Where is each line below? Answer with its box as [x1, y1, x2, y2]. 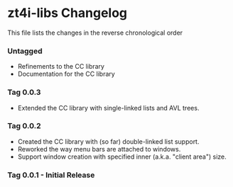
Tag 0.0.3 [7, 87, 41, 97]
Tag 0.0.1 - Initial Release [7, 170, 95, 180]
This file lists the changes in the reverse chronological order [7, 28, 183, 37]
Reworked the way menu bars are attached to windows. [17, 144, 181, 153]
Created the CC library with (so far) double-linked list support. [17, 137, 200, 146]
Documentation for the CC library [17, 69, 115, 79]
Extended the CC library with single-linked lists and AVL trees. [17, 103, 200, 112]
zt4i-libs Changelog [7, 5, 128, 21]
